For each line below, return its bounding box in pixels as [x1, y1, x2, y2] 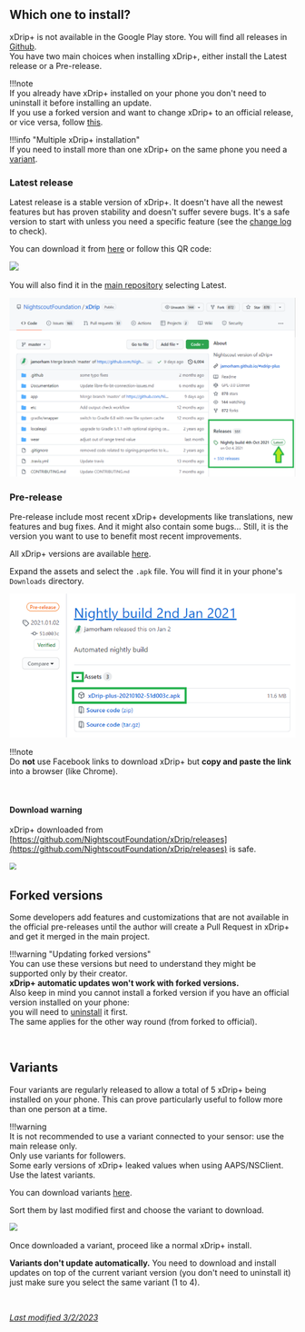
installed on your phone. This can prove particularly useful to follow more [9, 1094, 283, 1105]
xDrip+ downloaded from [9, 824, 103, 835]
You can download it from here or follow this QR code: [9, 244, 212, 254]
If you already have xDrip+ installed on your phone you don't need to [9, 87, 267, 98]
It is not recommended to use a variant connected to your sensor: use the [9, 1130, 284, 1141]
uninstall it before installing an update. [9, 97, 152, 108]
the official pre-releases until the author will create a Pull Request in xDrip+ [9, 921, 290, 932]
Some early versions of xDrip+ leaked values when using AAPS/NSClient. [9, 1159, 284, 1170]
